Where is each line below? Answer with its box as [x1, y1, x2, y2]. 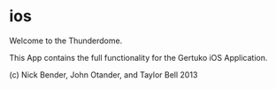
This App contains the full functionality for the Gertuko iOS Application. [9, 52, 268, 63]
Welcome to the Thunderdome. [9, 35, 123, 46]
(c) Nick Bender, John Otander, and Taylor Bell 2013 [9, 69, 198, 80]
